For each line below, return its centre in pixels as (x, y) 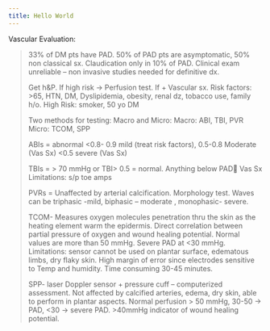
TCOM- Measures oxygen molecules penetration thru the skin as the (142, 217)
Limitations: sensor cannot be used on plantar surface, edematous (138, 251)
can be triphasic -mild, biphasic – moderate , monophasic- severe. (138, 201)
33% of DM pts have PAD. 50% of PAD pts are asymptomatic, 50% (139, 54)
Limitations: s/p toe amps (70, 177)
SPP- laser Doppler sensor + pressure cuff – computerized (125, 284)
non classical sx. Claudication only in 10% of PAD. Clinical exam (134, 63)
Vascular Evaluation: (42, 39)
